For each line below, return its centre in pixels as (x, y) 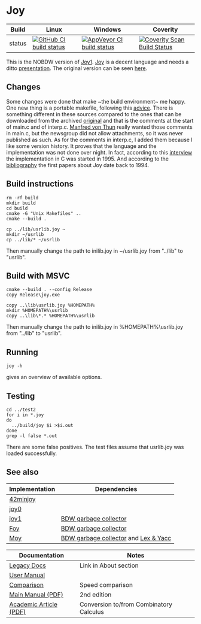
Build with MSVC (38, 276)
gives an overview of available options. (54, 377)
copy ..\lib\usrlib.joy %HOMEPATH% (51, 305)
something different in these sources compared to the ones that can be (94, 114)
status (18, 43)
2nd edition (96, 595)
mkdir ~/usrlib (25, 234)
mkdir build (21, 203)
